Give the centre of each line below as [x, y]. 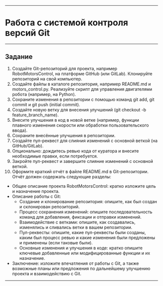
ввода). [20, 130]
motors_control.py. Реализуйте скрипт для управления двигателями [82, 89]
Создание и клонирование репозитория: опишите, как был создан [88, 201]
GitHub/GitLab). [28, 145]
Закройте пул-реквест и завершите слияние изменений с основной [82, 161]
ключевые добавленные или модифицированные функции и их [85, 253]
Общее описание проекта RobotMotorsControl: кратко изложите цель [84, 186]
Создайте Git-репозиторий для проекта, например [65, 68]
